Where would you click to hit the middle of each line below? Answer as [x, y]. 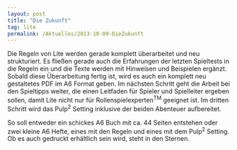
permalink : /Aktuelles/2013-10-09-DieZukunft [75, 34]
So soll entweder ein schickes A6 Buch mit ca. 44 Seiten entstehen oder [112, 122]
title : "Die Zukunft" [39, 21]
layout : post [27, 14]
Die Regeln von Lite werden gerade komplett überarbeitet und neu [104, 54]
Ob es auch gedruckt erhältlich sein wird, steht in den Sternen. [98, 139]
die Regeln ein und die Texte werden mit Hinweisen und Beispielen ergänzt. [117, 69]
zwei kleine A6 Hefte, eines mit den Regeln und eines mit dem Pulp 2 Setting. [118, 130]
